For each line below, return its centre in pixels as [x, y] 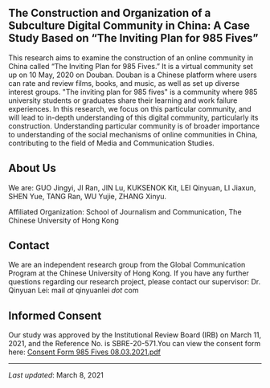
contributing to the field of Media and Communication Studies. [111, 143]
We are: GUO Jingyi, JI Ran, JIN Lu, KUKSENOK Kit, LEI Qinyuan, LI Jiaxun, [132, 187]
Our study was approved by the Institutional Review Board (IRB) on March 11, [135, 335]
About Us [32, 168]
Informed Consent [55, 315]
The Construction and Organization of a [110, 13]
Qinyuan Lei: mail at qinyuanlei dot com [74, 290]
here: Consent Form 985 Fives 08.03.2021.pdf [84, 352]
